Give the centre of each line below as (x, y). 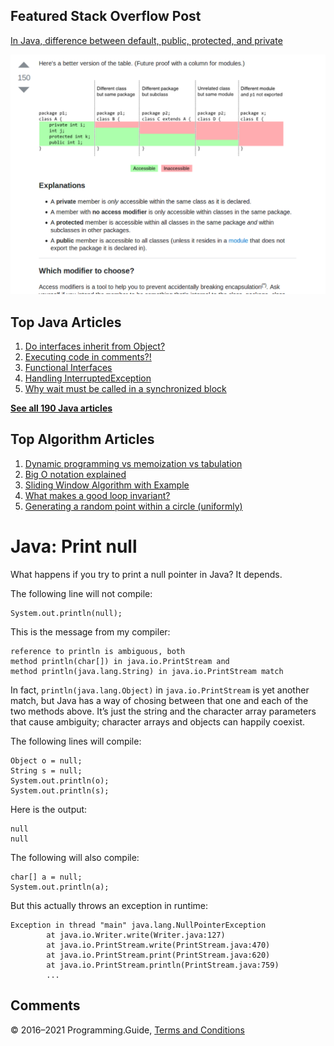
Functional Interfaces (68, 368)
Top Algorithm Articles (82, 439)
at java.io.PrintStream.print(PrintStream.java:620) (158, 955)
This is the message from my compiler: (90, 631)
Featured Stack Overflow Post (106, 16)
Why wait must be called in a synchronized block (125, 389)
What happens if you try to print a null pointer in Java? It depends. (146, 574)
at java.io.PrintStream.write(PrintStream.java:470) (158, 945)
